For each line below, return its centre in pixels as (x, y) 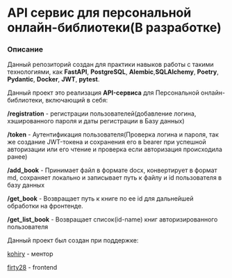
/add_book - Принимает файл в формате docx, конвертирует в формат (112, 170)
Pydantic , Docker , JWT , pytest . (53, 79)
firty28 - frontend (32, 268)
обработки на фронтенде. (45, 206)
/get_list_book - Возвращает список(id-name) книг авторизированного (113, 219)
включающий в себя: (76, 100)
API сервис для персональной (99, 13)
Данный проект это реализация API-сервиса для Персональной (103, 93)
